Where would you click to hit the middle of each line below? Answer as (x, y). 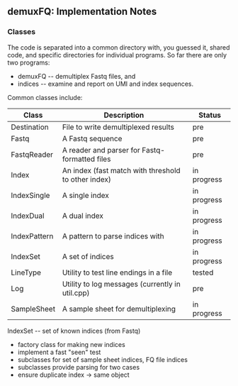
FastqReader (32, 154)
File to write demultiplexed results (118, 127)
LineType (26, 272)
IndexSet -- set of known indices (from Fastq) (74, 331)
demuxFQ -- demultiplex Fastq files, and (76, 76)
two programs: (29, 62)
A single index (86, 195)
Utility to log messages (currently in (121, 284)
